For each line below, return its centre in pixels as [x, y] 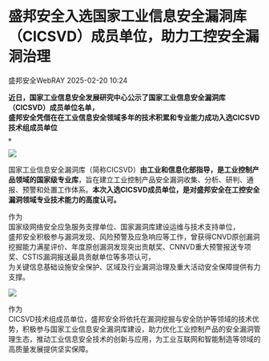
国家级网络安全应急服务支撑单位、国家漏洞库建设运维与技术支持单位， [124, 226]
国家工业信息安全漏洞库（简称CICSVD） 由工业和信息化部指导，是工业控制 [130, 169]
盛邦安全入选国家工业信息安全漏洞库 [128, 16]
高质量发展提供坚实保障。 [50, 349]
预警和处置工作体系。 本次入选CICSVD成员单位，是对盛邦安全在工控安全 [141, 189]
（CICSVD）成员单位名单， [54, 107]
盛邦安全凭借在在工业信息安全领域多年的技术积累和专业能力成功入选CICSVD [134, 117]
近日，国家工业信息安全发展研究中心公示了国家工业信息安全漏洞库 [117, 97]
